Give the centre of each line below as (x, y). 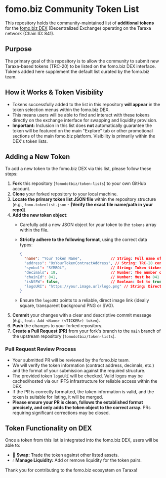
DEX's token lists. (30, 141)
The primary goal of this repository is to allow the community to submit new (82, 61)
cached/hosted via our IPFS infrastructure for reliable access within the (85, 381)
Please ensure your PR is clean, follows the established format (78, 402)
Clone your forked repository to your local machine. (65, 194)
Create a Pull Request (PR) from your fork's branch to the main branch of (86, 331)
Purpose (19, 49)
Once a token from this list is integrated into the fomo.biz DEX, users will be (82, 440)
